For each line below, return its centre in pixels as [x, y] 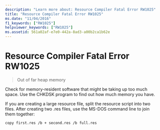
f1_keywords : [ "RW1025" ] [30, 23]
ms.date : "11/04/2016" [28, 18]
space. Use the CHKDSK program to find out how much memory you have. [80, 94]
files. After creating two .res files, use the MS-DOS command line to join [77, 109]
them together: [20, 114]
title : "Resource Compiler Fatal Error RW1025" [54, 14]
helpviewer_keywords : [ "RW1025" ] [39, 28]
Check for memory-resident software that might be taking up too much [76, 89]
